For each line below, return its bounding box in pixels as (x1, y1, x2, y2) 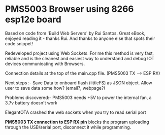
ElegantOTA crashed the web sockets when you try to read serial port (5, 109, 146, 115)
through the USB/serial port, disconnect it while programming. (5, 124, 132, 130)
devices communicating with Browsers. (5, 61, 85, 67)
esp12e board (5, 14, 62, 25)
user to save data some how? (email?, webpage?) (5, 85, 106, 91)
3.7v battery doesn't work (5, 100, 58, 105)
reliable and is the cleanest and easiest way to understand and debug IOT (5, 55, 155, 61)
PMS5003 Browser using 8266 (5, 3, 134, 15)
